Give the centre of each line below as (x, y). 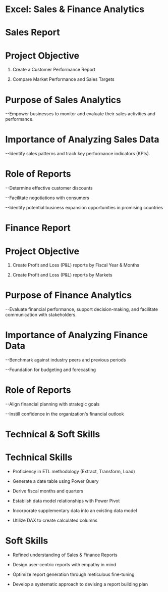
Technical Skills (39, 457)
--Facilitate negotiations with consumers (47, 198)
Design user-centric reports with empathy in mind (64, 565)
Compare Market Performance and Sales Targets (63, 79)
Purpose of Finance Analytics (69, 295)
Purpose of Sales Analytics (63, 100)
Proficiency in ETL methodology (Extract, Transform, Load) (74, 472)
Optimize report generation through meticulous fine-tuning (73, 574)
